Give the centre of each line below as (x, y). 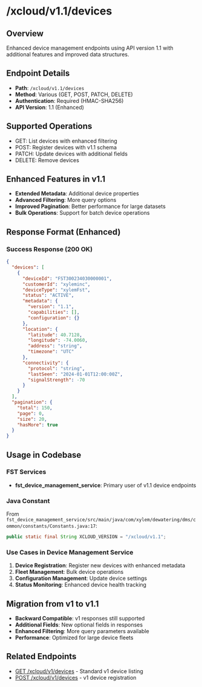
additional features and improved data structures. (68, 54)
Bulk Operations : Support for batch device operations (82, 213)
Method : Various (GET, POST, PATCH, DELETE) (74, 94)
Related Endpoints (41, 656)
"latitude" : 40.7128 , (55, 335)
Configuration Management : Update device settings (81, 578)
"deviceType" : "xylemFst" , (56, 290)
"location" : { (40, 329)
